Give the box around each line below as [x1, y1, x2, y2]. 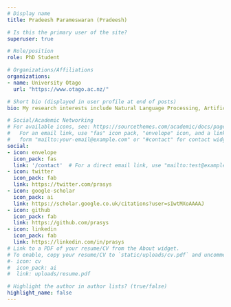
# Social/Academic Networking [7, 117, 94, 124]
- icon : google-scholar [7, 187, 76, 194]
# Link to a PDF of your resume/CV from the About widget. [7, 245, 180, 252]
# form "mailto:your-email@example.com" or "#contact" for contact [7, 136, 211, 143]
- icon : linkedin [7, 226, 57, 233]
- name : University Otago [7, 79, 81, 86]
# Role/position [7, 47, 54, 55]
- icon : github [7, 207, 51, 213]
